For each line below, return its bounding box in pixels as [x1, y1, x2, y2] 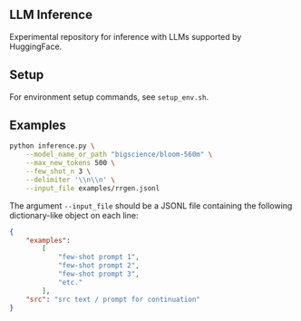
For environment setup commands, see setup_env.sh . [9, 91, 209, 102]
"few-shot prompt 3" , [57, 269, 141, 279]
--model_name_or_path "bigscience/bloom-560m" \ [25, 150, 213, 160]
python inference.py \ [9, 141, 95, 151]
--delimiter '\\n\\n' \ [25, 175, 116, 184]
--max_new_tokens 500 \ [25, 159, 116, 168]
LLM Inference [9, 7, 93, 23]
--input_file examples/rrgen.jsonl [25, 183, 160, 193]
